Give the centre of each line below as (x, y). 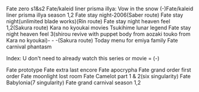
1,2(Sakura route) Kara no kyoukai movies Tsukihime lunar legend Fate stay (99, 27)
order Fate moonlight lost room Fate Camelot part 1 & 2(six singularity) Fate (99, 76)
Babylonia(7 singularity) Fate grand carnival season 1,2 (74, 82)
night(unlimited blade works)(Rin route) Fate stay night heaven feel (88, 21)
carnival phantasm (29, 47)
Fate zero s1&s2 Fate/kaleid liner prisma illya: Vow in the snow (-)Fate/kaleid (100, 9)
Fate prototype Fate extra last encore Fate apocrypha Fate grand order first (99, 70)
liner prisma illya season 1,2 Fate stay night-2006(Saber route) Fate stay (95, 15)
